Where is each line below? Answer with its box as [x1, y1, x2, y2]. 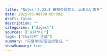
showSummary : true [5, 43, 43, 48]
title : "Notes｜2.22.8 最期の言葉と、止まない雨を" [5, 7, 103, 12]
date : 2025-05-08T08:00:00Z [5, 12, 63, 17]
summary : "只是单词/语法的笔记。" [5, 39, 68, 44]
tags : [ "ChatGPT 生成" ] [5, 35, 53, 39]
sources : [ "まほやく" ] [5, 30, 49, 35]
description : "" [5, 20, 38, 26]
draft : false [5, 16, 32, 21]
